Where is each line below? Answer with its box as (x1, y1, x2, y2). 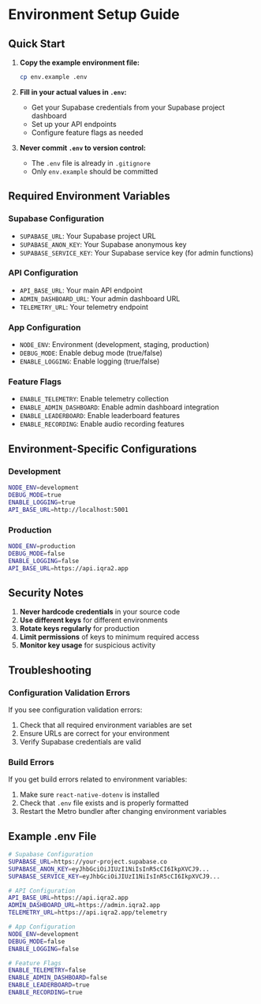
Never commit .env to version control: (19, 143, 147, 152)
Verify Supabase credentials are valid (19, 737, 142, 746)
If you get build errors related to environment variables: (8, 774, 188, 784)
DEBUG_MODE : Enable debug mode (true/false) (19, 349, 163, 358)
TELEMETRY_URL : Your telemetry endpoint (19, 302, 148, 312)
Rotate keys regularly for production (19, 624, 140, 633)
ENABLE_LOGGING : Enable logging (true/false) (19, 356, 160, 366)
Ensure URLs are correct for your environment (19, 728, 170, 738)
